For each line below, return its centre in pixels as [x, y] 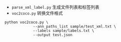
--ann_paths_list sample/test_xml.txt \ [75, 27]
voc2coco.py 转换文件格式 [37, 13]
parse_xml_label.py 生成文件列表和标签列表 [55, 7]
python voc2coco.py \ [27, 22]
